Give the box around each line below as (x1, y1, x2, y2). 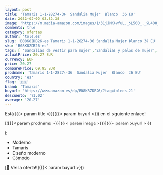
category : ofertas (5, 30, 42, 35)
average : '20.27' (5, 98, 40, 103)
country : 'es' (5, 75, 34, 80)
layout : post (5, 7, 32, 12)
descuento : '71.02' (5, 93, 45, 98)
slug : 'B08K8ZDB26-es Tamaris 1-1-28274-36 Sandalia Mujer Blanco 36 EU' (5, 39, 158, 44)
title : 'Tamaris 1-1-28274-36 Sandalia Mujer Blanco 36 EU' (5, 12, 136, 17)
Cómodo (12, 155, 30, 161)
